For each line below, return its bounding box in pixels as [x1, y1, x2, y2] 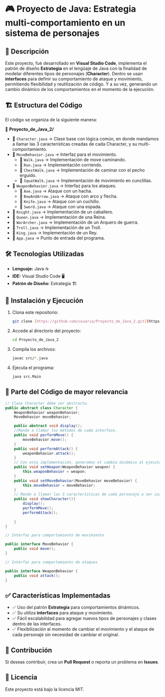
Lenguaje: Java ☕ [12, 265, 49, 271]
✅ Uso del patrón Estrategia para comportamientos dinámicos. [12, 605, 140, 610]
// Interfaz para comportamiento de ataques [5, 559, 98, 565]
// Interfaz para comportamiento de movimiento [5, 533, 105, 538]
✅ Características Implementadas [5, 591, 110, 600]
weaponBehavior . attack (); [23, 451, 76, 456]
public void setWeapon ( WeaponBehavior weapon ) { [14, 465, 115, 469]
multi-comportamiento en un [5, 17, 126, 29]
